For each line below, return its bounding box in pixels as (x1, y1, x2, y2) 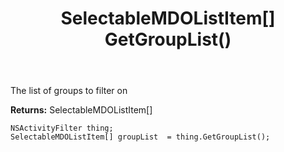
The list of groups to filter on (10, 85, 128, 97)
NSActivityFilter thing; (10, 123, 114, 134)
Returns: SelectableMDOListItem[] (10, 104, 153, 116)
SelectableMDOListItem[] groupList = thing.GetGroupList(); (10, 132, 271, 142)
